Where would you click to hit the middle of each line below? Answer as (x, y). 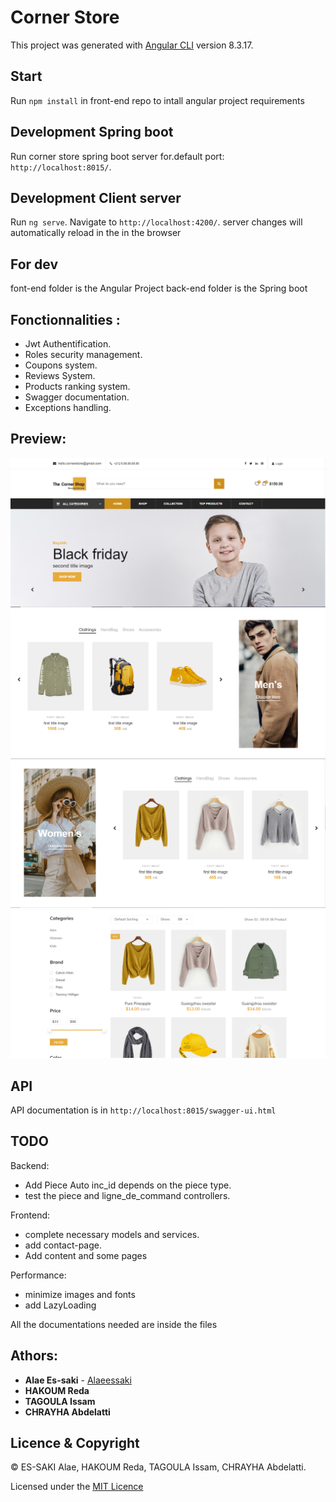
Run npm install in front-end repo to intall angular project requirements (157, 100)
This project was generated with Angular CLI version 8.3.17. (132, 45)
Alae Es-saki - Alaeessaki (78, 1380)
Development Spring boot (92, 132)
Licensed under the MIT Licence (77, 1487)
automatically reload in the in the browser (96, 233)
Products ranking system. (77, 386)
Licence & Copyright (75, 1443)
